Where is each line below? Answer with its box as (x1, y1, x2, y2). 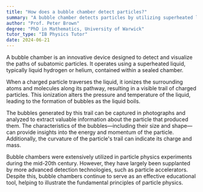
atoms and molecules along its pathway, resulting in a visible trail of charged (6, 85, 196, 91)
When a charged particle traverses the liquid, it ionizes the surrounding (6, 78, 183, 85)
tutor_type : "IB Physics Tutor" (6, 31, 88, 38)
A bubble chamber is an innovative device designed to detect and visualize (6, 54, 193, 61)
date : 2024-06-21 (6, 37, 50, 43)
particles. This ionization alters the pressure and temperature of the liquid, (6, 91, 191, 98)
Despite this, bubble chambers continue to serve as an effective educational (6, 173, 196, 179)
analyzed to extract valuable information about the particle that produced (6, 116, 188, 123)
